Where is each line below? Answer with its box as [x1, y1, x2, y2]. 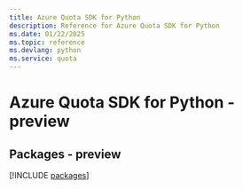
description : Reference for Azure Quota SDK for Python [9, 21, 220, 30]
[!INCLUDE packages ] [9, 170, 90, 180]
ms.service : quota [9, 54, 77, 63]
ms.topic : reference [9, 37, 86, 47]
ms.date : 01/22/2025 [9, 29, 86, 38]
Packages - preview [9, 146, 121, 161]
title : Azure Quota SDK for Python [9, 12, 141, 22]
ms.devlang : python [9, 46, 82, 55]
